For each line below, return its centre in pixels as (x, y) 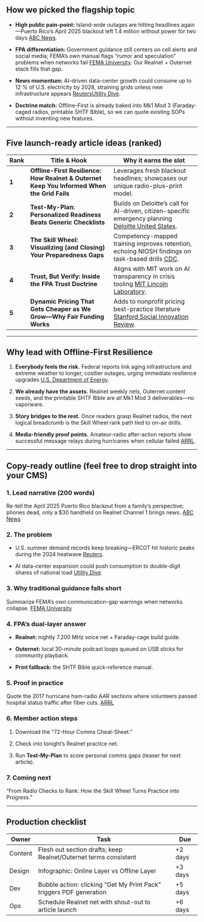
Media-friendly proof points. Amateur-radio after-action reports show (103, 435)
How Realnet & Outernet (66, 178)
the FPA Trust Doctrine (64, 284)
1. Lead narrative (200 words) (51, 492)
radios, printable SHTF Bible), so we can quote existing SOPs (109, 111)
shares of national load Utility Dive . (59, 573)
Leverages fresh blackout (150, 170)
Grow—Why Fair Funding (67, 316)
